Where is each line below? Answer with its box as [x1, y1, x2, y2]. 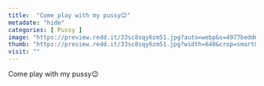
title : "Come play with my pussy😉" [8, 11, 131, 20]
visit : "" [8, 48, 41, 56]
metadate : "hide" [8, 19, 65, 27]
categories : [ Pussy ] [8, 26, 82, 34]
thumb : [8, 41, 30, 48]
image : [8, 33, 30, 41]
